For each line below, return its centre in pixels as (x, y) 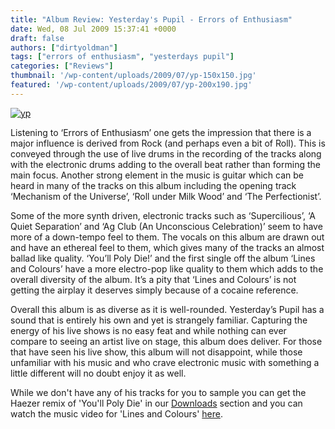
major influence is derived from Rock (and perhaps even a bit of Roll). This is (168, 143)
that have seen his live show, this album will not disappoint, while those (156, 352)
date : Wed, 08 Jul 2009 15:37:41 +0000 (93, 29)
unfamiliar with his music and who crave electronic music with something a (165, 362)
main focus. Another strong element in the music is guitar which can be (157, 175)
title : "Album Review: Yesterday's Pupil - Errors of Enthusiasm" (151, 19)
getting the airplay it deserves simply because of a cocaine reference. (154, 290)
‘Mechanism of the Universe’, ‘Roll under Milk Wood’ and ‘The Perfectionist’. (166, 196)
